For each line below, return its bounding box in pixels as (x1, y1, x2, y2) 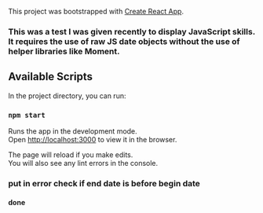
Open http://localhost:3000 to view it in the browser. (8, 135, 177, 145)
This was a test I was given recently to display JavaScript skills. (8, 26, 255, 37)
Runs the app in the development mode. (8, 127, 137, 136)
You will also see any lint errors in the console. (8, 159, 159, 168)
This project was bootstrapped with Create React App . (8, 7, 184, 16)
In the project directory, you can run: (8, 90, 126, 101)
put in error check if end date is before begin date (8, 178, 200, 189)
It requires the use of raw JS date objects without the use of (8, 35, 241, 46)
